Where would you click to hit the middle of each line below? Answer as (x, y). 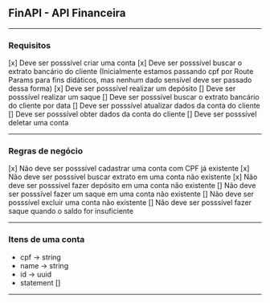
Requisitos (29, 45)
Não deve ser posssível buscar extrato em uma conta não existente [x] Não (133, 177)
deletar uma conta (39, 123)
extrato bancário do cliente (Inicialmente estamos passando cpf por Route (131, 72)
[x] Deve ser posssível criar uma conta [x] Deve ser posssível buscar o (125, 63)
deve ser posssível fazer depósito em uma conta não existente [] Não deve (132, 186)
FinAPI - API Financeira (67, 13)
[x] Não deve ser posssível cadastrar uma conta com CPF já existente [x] (129, 169)
